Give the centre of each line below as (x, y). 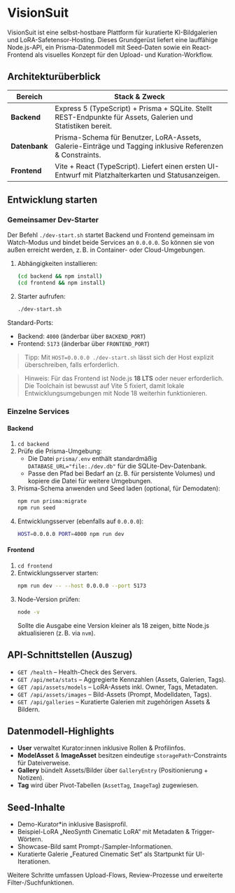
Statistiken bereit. (84, 126)
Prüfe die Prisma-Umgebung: (60, 451)
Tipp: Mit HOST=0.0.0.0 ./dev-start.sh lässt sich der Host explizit (119, 357)
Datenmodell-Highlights (61, 731)
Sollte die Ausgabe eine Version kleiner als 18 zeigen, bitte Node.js (113, 625)
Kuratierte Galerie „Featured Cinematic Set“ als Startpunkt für (106, 854)
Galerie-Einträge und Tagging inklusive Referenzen (139, 146)
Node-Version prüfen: (49, 599)
